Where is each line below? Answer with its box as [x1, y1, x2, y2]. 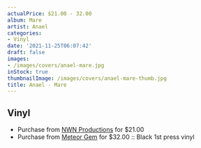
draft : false [7, 49, 45, 56]
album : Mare [7, 17, 42, 24]
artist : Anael [7, 23, 49, 30]
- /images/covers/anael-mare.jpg [7, 62, 105, 69]
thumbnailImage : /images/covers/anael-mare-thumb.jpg [7, 74, 167, 82]
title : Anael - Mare [7, 81, 68, 88]
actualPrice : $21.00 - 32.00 [7, 10, 92, 17]
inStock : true [7, 68, 49, 75]
